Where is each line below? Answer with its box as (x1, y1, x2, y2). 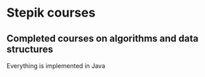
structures (6, 43, 54, 55)
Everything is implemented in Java (6, 62, 105, 70)
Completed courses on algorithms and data (6, 33, 199, 44)
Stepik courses (6, 5, 96, 21)
